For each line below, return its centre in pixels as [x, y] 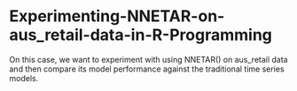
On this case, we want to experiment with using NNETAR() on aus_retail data [148, 59]
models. [24, 78]
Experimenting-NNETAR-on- [117, 16]
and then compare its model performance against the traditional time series [147, 69]
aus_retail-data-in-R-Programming [141, 35]
